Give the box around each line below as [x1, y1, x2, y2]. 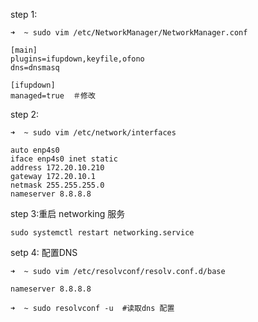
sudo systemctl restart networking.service [10, 228, 195, 238]
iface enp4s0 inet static [10, 154, 118, 164]
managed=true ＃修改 [10, 91, 96, 101]
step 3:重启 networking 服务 [10, 208, 126, 219]
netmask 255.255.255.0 [10, 180, 105, 190]
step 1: [10, 9, 38, 20]
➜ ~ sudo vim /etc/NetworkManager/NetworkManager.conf [10, 28, 248, 38]
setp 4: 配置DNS [10, 247, 78, 258]
